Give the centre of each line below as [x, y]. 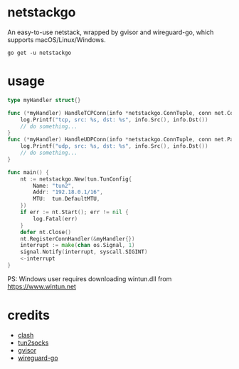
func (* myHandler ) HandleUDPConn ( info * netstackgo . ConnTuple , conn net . [117, 140]
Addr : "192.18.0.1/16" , [68, 192]
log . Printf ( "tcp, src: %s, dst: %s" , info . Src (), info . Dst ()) [114, 120]
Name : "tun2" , [54, 186]
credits [28, 315]
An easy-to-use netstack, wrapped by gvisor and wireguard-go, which [111, 32]
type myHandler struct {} [44, 100]
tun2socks [33, 343]
